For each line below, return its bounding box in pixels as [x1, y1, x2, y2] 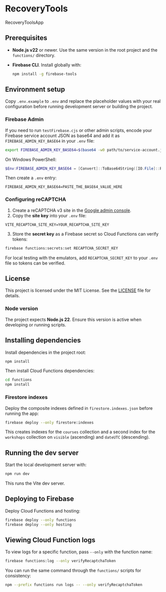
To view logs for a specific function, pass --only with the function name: [5, 549, 153, 555]
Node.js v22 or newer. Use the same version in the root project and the [12, 47, 158, 53]
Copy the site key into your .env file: [12, 212, 86, 218]
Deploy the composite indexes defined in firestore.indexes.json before [5, 405, 153, 411]
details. [5, 293, 20, 299]
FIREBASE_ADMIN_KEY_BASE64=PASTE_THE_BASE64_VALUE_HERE [5, 185, 123, 190]
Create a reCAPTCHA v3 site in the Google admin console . [12, 207, 132, 213]
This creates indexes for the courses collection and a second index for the [5, 429, 156, 435]
